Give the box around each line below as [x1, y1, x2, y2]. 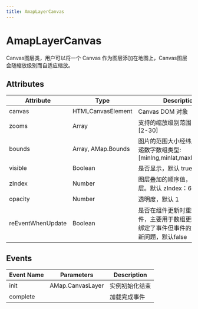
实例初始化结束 [109, 282, 151, 290]
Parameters [60, 271, 94, 279]
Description [113, 271, 147, 279]
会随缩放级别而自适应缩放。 [6, 61, 74, 68]
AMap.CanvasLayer [49, 281, 104, 290]
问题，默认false [144, 233, 187, 241]
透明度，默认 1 [138, 195, 180, 203]
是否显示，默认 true [138, 165, 193, 173]
